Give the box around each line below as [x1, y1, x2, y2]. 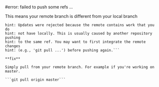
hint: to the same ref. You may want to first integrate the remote [5, 39, 146, 44]
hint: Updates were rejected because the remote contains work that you [5, 23, 155, 27]
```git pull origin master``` [5, 77, 66, 82]
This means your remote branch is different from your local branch [5, 13, 138, 19]
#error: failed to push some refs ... [5, 4, 73, 10]
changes [5, 44, 21, 49]
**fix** [5, 56, 21, 61]
